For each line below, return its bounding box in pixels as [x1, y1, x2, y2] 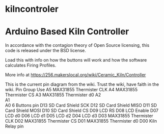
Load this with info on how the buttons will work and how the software [5, 57, 147, 63]
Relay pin [5, 123, 24, 129]
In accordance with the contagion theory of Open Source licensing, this [5, 42, 150, 48]
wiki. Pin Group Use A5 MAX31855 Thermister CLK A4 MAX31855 [5, 87, 138, 93]
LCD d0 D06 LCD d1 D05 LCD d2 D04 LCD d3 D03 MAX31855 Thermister [5, 113, 154, 119]
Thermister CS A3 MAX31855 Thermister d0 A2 [5, 92, 101, 98]
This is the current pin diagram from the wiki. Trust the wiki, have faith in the [5, 81, 159, 87]
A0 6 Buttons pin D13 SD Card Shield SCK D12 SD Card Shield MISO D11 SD [5, 102, 157, 108]
